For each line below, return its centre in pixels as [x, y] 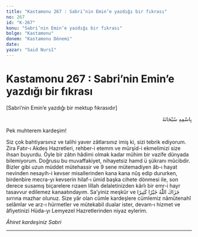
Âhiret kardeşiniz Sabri [34, 222]
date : [13, 45]
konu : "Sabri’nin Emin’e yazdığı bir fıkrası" [64, 28]
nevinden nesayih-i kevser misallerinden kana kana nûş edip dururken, [92, 173]
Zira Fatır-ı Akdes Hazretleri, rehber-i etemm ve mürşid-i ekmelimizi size [93, 148]
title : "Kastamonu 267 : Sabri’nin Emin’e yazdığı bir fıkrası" [87, 11]
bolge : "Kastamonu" [30, 34]
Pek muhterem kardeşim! [36, 131]
